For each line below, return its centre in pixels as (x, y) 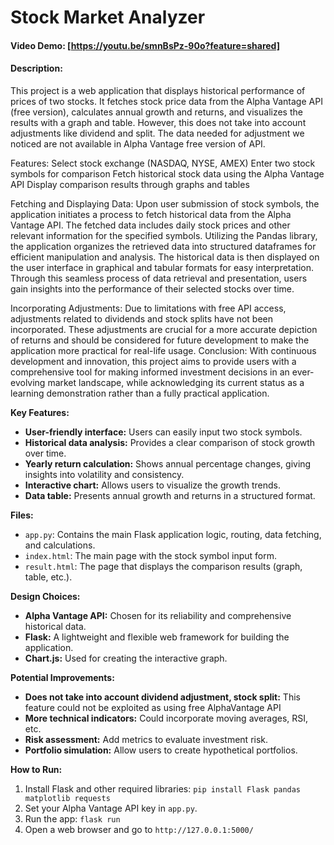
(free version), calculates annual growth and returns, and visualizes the (156, 112)
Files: (22, 515)
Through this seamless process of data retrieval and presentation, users (159, 278)
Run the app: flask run (72, 818)
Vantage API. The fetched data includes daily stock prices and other (150, 225)
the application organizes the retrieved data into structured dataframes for (163, 246)
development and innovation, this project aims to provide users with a (153, 361)
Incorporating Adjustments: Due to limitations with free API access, (148, 308)
